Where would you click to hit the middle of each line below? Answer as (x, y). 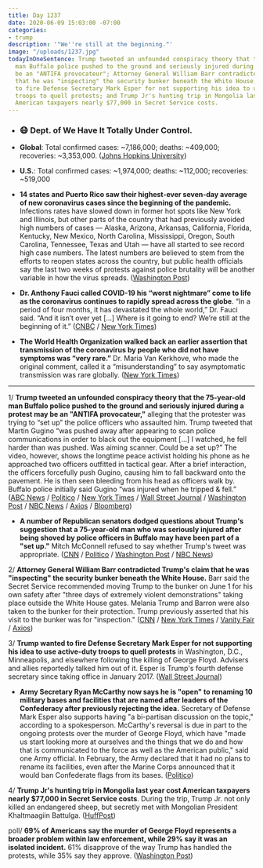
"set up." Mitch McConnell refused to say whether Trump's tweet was (133, 546)
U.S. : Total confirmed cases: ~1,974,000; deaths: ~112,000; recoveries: (134, 171)
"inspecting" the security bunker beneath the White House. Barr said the (129, 578)
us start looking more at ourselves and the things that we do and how (131, 742)
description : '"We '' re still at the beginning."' (91, 45)
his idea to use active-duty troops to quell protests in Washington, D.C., (126, 651)
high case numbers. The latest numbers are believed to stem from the (132, 253)
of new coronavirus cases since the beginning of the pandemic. (125, 203)
